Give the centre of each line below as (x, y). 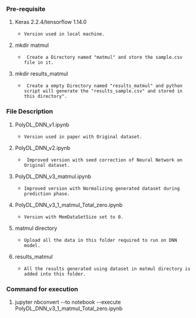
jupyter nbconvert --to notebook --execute (68, 302)
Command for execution (42, 289)
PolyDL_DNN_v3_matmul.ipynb (53, 176)
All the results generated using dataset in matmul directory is (107, 269)
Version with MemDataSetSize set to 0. (74, 217)
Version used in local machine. (64, 34)
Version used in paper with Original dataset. (83, 137)
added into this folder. (55, 274)
